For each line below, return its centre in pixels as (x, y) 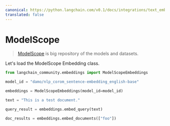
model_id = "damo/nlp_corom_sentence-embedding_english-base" (72, 82)
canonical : (17, 10)
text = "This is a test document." (43, 100)
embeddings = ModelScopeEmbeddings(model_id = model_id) (64, 91)
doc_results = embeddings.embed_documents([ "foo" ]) (61, 118)
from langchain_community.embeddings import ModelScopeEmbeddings (77, 73)
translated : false (25, 15)
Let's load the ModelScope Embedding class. (52, 63)
